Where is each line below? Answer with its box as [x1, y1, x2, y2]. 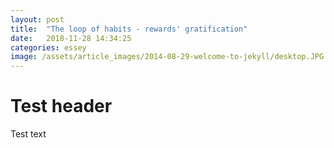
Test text [10, 128, 47, 140]
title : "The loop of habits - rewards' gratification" [10, 24, 248, 34]
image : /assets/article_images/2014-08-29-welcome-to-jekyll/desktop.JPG [10, 52, 325, 62]
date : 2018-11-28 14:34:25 [10, 33, 132, 43]
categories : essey [10, 42, 87, 53]
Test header [10, 95, 113, 118]
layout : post [10, 14, 65, 25]
